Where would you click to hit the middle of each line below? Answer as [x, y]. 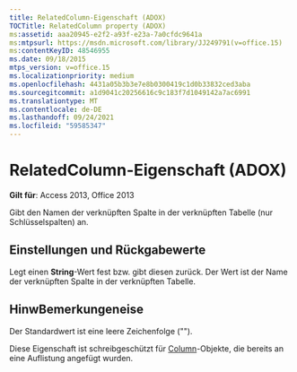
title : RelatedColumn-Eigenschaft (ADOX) [88, 17]
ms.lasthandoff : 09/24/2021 [62, 117]
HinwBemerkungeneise [76, 310]
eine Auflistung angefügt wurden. [71, 358]
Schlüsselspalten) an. [49, 221]
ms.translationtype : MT [54, 101]
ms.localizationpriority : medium [72, 76]
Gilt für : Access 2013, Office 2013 [72, 195]
